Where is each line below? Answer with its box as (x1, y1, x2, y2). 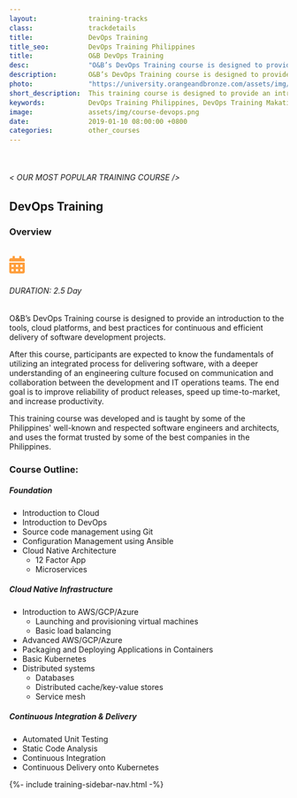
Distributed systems (21, 663, 95, 673)
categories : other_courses (9, 127, 141, 135)
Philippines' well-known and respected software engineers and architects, (9, 422, 280, 433)
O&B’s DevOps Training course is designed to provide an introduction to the (9, 312, 285, 323)
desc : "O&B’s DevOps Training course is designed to (9, 61, 263, 70)
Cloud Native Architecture (21, 545, 117, 556)
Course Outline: (9, 463, 79, 475)
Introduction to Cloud (21, 507, 100, 518)
